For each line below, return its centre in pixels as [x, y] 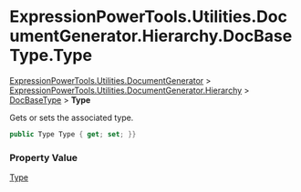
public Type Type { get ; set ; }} [73, 134]
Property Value [44, 157]
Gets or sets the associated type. [72, 117]
